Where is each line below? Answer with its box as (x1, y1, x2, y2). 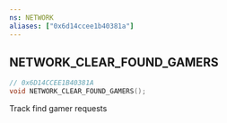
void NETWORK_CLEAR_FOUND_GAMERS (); (9, 87, 146, 96)
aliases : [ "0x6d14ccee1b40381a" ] (9, 22, 135, 31)
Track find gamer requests (9, 103, 108, 114)
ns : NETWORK (9, 13, 54, 22)
